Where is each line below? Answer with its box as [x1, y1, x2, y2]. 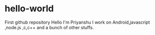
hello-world [4, 3, 54, 14]
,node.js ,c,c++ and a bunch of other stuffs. [4, 24, 94, 30]
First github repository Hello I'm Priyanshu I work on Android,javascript [4, 19, 150, 25]
